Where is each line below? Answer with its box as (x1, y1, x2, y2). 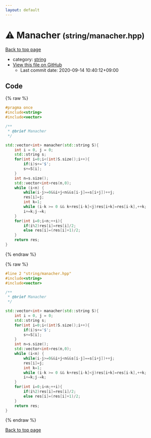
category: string (12, 56, 47, 62)
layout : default (5, 7, 40, 13)
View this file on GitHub (12, 62, 63, 68)
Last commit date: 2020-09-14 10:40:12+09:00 (20, 67, 119, 73)
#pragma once (5, 105, 33, 110)
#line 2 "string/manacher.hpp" (5, 271, 72, 276)
